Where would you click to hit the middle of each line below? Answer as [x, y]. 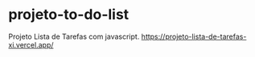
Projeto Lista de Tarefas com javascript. [74, 36]
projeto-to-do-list [69, 15]
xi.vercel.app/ [31, 44]
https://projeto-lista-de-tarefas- [194, 36]
